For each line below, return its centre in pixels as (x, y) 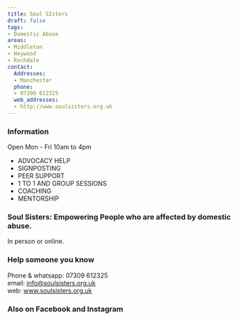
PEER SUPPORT (41, 176)
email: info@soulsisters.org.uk (52, 283)
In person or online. (36, 241)
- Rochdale (23, 60)
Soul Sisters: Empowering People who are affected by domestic (119, 217)
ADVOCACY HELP (44, 161)
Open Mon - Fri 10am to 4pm (50, 147)
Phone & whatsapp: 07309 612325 (58, 275)
